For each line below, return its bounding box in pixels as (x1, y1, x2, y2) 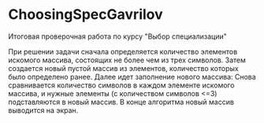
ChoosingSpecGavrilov (8, 6, 163, 24)
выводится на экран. (8, 105, 79, 115)
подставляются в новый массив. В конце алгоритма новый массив (8, 97, 235, 106)
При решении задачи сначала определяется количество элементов (8, 47, 238, 56)
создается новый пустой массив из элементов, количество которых (8, 63, 239, 73)
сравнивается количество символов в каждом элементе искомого (8, 80, 235, 90)
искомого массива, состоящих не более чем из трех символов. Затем (8, 55, 247, 65)
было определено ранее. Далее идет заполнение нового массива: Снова (8, 72, 256, 81)
